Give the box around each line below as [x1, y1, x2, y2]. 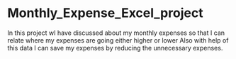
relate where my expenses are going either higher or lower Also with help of [7, 36, 229, 44]
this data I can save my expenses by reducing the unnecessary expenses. [7, 43, 223, 52]
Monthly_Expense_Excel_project [7, 5, 203, 21]
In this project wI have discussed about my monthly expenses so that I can [7, 28, 225, 37]
